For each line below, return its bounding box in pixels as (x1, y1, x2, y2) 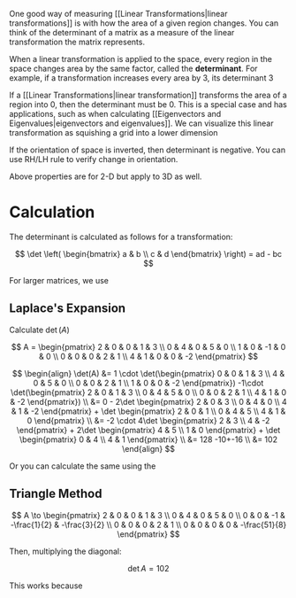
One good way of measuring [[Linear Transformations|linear (9, 9, 228, 19)
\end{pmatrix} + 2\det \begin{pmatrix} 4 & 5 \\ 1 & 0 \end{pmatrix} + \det (16, 424, 281, 435)
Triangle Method (9, 486, 102, 501)
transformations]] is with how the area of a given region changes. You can (9, 18, 279, 28)
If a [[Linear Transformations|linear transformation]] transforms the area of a (9, 89, 287, 100)
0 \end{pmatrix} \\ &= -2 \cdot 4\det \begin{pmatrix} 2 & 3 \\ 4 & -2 (27, 415, 270, 425)
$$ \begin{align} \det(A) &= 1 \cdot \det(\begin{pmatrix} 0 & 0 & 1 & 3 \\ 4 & (11, 368, 285, 378)
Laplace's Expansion (9, 301, 126, 316)
